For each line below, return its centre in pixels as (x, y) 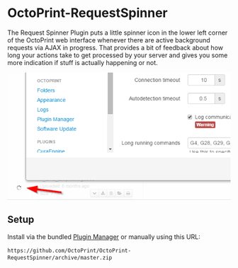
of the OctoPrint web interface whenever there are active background (109, 40)
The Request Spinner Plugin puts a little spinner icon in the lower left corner (118, 33)
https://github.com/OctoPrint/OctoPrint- (69, 250)
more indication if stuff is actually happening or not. (83, 62)
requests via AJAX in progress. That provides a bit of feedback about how (115, 47)
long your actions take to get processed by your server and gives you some (118, 55)
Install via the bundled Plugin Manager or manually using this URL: (104, 237)
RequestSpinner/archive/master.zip (60, 257)
